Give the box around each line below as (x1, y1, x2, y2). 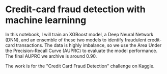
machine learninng (5, 14, 87, 26)
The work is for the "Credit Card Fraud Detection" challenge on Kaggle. (5, 63, 155, 69)
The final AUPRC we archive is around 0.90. (5, 53, 97, 59)
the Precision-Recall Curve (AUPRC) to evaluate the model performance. (5, 47, 158, 54)
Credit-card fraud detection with (5, 4, 146, 15)
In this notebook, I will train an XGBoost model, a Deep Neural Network (5, 31, 154, 37)
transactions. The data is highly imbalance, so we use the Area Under (16, 42, 162, 48)
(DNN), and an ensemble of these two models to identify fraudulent (5, 37, 147, 43)
